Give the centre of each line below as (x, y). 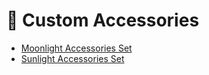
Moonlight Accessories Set (76, 48)
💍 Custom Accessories (103, 20)
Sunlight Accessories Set (72, 58)
